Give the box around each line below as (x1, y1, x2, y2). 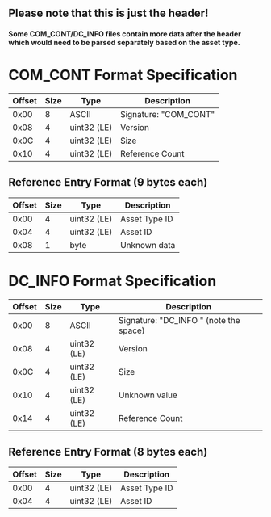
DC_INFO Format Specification (8, 271, 217, 290)
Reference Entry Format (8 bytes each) (8, 445, 208, 459)
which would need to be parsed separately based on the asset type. (8, 37, 240, 47)
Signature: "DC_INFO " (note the (118, 314, 240, 326)
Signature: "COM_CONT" (119, 108, 215, 120)
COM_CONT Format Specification (8, 66, 238, 84)
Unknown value (118, 389, 177, 401)
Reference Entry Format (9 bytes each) (8, 175, 208, 189)
